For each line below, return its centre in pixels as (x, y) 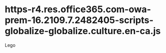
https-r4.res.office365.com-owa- (78, 9)
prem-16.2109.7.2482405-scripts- (79, 20)
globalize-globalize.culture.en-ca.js (83, 31)
